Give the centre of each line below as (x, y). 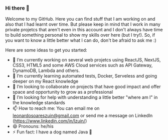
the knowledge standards (39, 103)
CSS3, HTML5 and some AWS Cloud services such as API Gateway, (82, 65)
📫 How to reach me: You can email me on (56, 108)
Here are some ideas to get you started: (46, 50)
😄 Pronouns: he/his (33, 126)
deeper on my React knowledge (45, 81)
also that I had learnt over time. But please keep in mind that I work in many (83, 24)
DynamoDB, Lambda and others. (46, 71)
